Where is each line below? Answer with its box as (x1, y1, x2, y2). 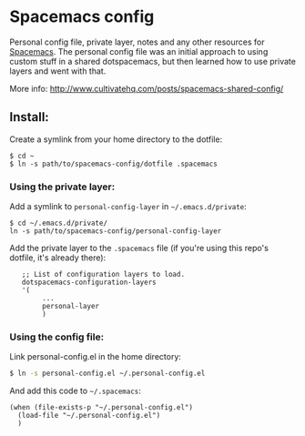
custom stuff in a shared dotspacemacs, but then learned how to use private (9, 56, 296, 66)
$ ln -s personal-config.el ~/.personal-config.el (9, 369, 206, 379)
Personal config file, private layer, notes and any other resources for (9, 36, 265, 47)
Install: (9, 109, 50, 125)
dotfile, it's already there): (9, 252, 107, 263)
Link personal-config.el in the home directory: (9, 351, 182, 362)
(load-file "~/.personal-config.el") (17, 411, 161, 421)
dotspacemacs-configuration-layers (21, 278, 157, 288)
